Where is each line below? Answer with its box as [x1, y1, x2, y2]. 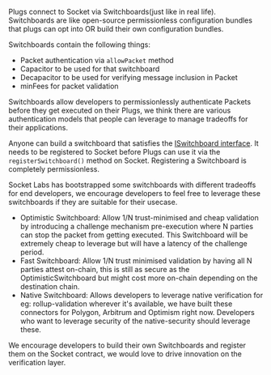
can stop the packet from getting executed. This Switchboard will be [19, 230, 248, 240]
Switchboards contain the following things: [8, 40, 151, 49]
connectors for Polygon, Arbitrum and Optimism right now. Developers [19, 308, 255, 317]
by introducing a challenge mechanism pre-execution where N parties [19, 222, 253, 231]
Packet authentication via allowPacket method [19, 56, 174, 65]
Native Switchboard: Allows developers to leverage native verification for [19, 291, 264, 300]
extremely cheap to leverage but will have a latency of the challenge [19, 239, 248, 248]
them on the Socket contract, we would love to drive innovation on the [8, 349, 243, 359]
